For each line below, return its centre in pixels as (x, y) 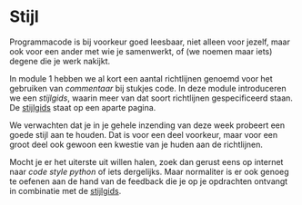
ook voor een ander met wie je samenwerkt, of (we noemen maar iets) (141, 51)
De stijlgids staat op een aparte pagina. (83, 107)
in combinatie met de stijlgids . (65, 190)
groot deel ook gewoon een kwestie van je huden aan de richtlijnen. (136, 144)
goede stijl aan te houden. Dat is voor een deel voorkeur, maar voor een (144, 134)
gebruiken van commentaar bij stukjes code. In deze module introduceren (148, 88)
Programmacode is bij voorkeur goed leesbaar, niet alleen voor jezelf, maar (150, 42)
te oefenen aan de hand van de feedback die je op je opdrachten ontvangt (149, 181)
